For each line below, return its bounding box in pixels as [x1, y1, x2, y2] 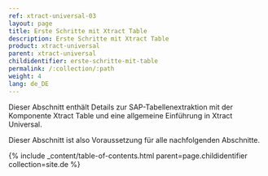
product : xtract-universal [8, 42, 100, 50]
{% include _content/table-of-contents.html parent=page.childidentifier [8, 151, 248, 161]
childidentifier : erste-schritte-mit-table [8, 58, 159, 66]
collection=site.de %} [8, 159, 81, 169]
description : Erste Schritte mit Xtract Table [8, 34, 169, 43]
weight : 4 [8, 72, 42, 80]
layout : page [8, 19, 53, 28]
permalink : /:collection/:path [8, 65, 115, 73]
